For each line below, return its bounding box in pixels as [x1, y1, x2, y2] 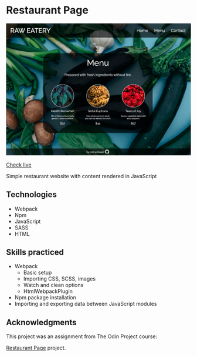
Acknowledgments [6, 317, 77, 327]
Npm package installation [14, 294, 76, 301]
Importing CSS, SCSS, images [23, 275, 96, 282]
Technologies [6, 189, 57, 200]
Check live [6, 161, 32, 168]
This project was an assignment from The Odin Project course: [6, 333, 158, 340]
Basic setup [23, 269, 52, 276]
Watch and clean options [23, 282, 84, 289]
